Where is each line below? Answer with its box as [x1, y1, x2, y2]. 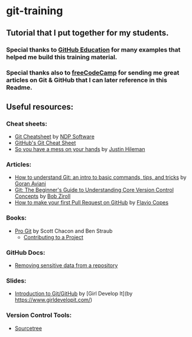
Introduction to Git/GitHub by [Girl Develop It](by [14, 290, 133, 297]
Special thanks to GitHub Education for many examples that [6, 46, 181, 54]
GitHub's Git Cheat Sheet [14, 139, 76, 146]
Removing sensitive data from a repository [14, 262, 118, 269]
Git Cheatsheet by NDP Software [14, 133, 95, 140]
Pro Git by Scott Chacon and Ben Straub [14, 227, 113, 235]
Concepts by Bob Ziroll [14, 192, 71, 200]
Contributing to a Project [23, 233, 84, 240]
